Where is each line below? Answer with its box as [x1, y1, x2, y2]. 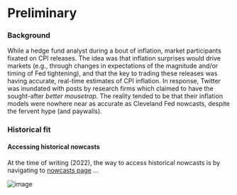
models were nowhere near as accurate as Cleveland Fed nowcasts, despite [7, 100, 231, 108]
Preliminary [7, 5, 77, 21]
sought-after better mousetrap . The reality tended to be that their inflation [7, 92, 224, 100]
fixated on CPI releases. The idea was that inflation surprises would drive [7, 54, 221, 63]
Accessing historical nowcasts [7, 142, 101, 151]
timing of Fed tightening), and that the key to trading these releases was [7, 69, 218, 78]
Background [7, 31, 51, 41]
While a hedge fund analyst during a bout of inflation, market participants [7, 46, 221, 55]
